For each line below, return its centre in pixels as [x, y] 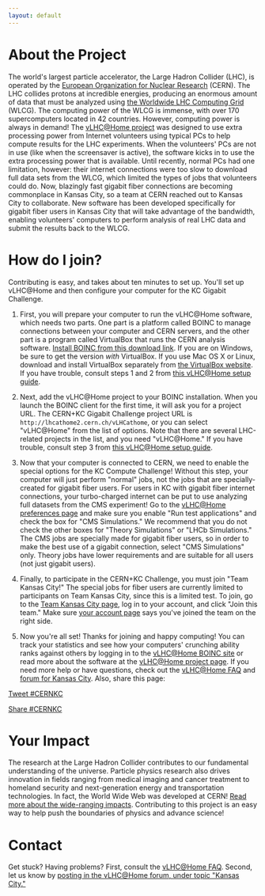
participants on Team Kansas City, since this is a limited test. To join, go [136, 595]
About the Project [67, 54]
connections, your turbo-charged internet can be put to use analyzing [133, 496]
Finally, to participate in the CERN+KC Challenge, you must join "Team [134, 579]
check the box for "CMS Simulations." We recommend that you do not [133, 521]
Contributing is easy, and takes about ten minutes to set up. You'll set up [126, 282]
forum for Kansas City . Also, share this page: [93, 678]
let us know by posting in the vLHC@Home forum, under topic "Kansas [124, 875]
